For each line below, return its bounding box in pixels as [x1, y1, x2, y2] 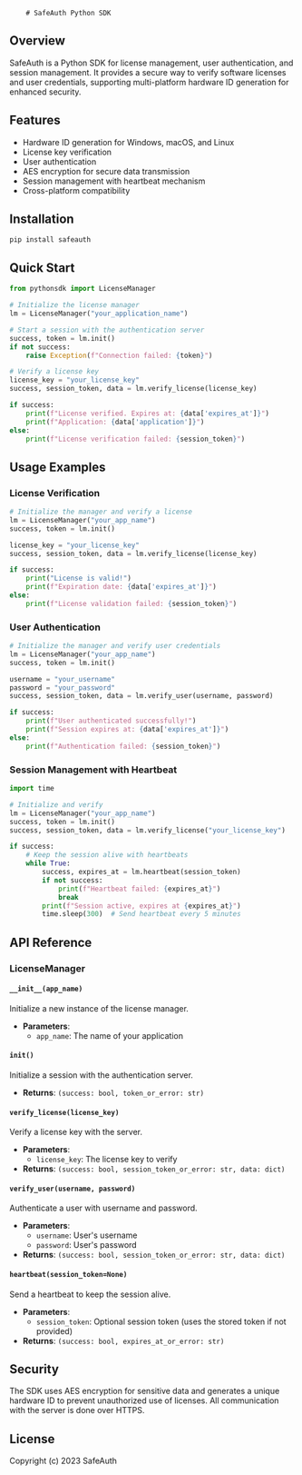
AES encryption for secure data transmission [22, 165, 190, 176]
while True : [25, 859, 71, 868]
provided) [35, 1325, 73, 1336]
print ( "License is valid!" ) [25, 573, 132, 583]
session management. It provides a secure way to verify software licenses [9, 66, 287, 77]
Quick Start [9, 260, 75, 275]
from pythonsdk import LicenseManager [9, 284, 156, 294]
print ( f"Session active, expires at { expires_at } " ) [42, 901, 242, 911]
